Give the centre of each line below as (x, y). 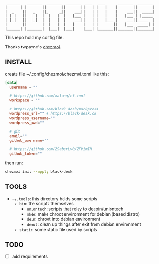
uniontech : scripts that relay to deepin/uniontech (75, 209)
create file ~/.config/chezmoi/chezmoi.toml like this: (57, 74)
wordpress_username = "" (32, 118)
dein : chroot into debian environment (64, 219)
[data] (12, 83)
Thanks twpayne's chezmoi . (33, 47)
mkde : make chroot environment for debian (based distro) (83, 214)
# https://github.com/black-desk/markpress (54, 109)
